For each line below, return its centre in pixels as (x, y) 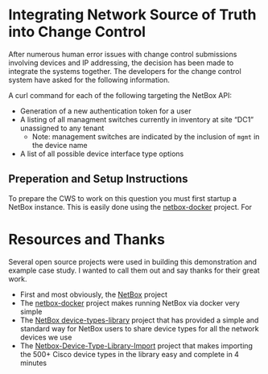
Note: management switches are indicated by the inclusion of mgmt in (146, 136)
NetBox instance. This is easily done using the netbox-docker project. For (130, 207)
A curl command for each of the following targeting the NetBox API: (120, 95)
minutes (33, 363)
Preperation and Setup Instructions (98, 179)
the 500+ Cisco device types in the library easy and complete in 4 (130, 354)
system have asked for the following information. (89, 80)
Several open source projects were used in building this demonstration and (133, 261)
